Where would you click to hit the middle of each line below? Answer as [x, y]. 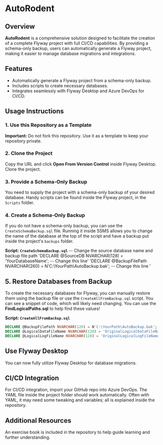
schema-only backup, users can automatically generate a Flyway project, [78, 48]
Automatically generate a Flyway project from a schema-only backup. [82, 80]
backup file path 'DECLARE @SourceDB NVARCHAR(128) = [64, 256]
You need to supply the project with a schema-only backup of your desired [80, 192]
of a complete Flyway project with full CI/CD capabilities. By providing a [77, 43]
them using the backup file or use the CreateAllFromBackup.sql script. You [79, 298]
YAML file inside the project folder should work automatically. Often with [77, 395]
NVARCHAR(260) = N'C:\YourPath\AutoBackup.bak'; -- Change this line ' [78, 266]
